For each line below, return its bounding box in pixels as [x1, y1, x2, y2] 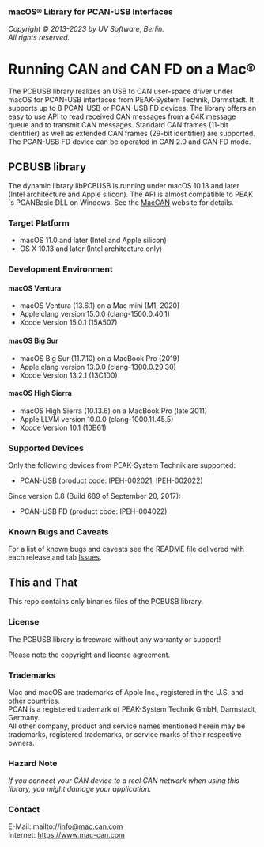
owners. [8, 738, 35, 747]
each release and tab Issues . [8, 553, 102, 562]
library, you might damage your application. [8, 784, 152, 794]
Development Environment [8, 264, 113, 275]
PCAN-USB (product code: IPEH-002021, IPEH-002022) [19, 476, 203, 485]
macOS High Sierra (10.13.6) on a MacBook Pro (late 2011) [19, 406, 208, 416]
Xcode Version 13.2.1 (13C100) [19, 370, 118, 380]
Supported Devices [8, 442, 85, 454]
